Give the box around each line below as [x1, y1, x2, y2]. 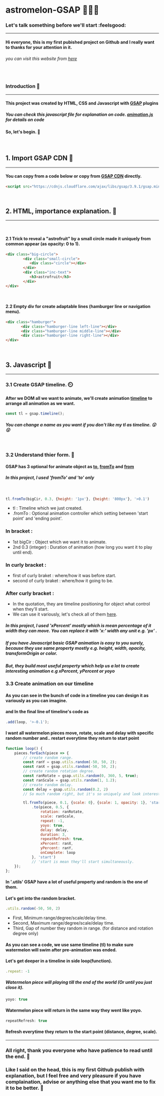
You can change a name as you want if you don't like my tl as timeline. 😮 [5, 422, 156, 428]
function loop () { [5, 746, 43, 751]
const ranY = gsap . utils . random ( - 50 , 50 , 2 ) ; [23, 760, 117, 765]
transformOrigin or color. [5, 650, 57, 656]
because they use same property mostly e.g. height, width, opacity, [5, 645, 146, 651]
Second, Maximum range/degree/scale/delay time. [12, 920, 115, 926]
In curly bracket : [5, 561, 47, 568]
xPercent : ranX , [40, 841, 73, 846]
